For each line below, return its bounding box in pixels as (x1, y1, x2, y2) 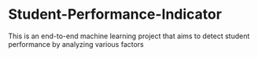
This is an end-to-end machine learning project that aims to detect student (8, 31, 250, 41)
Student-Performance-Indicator (8, 5, 223, 23)
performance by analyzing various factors (8, 39, 144, 48)
